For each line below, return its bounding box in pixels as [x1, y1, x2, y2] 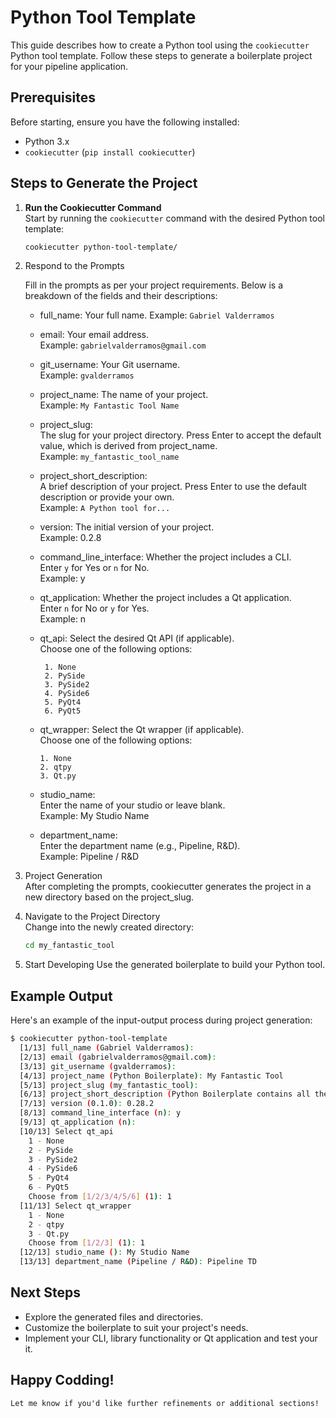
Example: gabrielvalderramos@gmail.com [39, 339, 207, 351]
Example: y [39, 572, 86, 585]
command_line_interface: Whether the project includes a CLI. [39, 551, 292, 563]
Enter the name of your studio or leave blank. [39, 799, 226, 811]
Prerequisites [10, 89, 96, 106]
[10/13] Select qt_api [19, 1126, 114, 1136]
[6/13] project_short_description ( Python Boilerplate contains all [19, 1089, 311, 1100]
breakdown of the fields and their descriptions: [24, 290, 218, 302]
